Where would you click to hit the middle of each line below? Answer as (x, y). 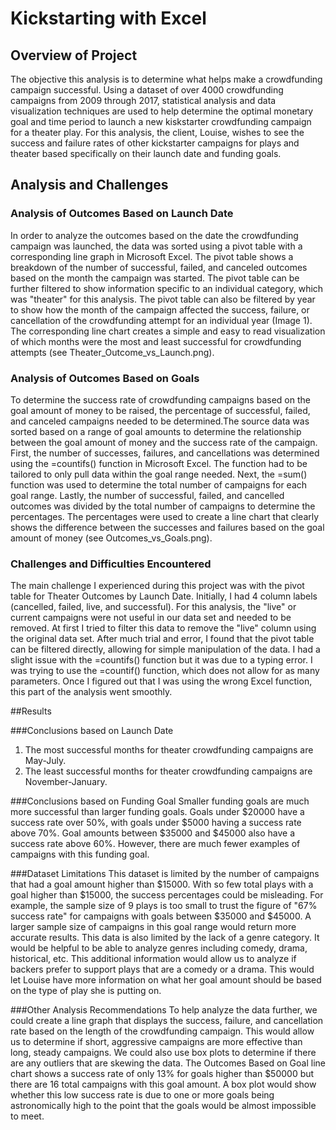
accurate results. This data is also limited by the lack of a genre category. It (165, 938)
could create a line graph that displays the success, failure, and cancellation (167, 1021)
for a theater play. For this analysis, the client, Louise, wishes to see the (157, 132)
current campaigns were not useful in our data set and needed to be (151, 618)
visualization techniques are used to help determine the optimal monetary (162, 111)
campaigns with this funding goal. (80, 854)
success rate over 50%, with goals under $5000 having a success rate (156, 823)
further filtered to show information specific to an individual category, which (167, 288)
